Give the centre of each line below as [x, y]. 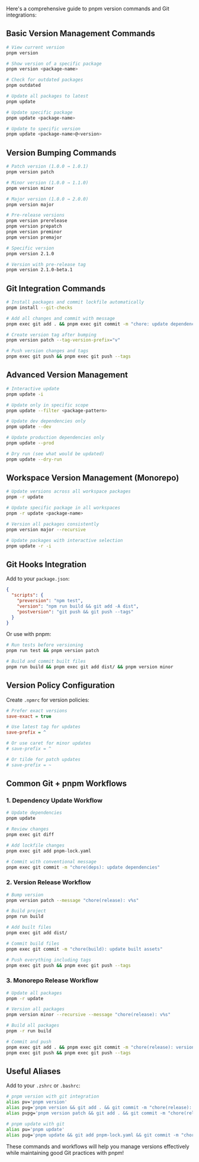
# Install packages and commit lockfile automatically [75, 302]
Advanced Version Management [67, 375]
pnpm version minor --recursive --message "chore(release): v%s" [88, 1015]
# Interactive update [33, 389]
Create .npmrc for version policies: [48, 700]
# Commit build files [33, 943]
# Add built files [29, 928]
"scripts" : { [28, 595]
